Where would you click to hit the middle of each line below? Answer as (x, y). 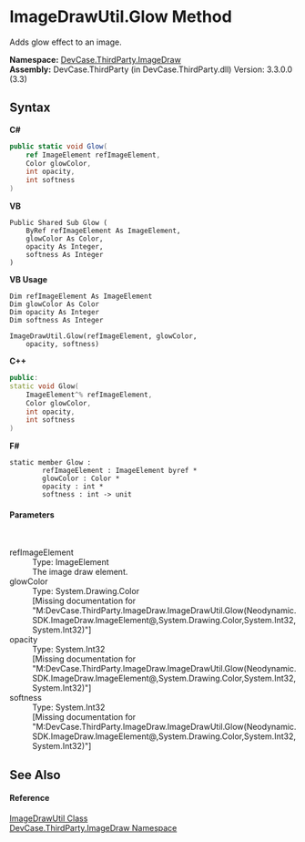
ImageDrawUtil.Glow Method (121, 17)
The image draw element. (80, 572)
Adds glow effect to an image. (66, 42)
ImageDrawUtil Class (49, 818)
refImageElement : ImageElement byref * (120, 471)
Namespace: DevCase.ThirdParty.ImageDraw (96, 59)
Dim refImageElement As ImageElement (81, 296)
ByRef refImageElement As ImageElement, (103, 231)
